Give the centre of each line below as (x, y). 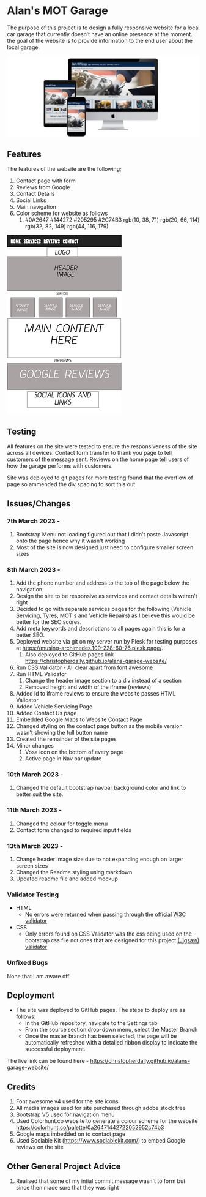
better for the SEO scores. (49, 622)
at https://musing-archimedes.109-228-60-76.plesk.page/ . (90, 648)
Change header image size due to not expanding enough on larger (99, 859)
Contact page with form (46, 181)
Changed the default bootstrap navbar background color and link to (101, 788)
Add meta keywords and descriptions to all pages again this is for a (100, 629)
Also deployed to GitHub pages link (69, 655)
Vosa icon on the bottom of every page (74, 752)
